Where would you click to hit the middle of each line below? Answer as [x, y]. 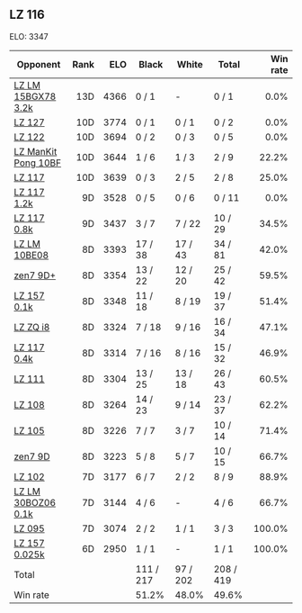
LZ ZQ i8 [32, 327]
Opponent [39, 64]
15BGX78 [35, 96]
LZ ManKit [36, 151]
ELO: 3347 [29, 36]
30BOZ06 [35, 502]
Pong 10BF [37, 163]
